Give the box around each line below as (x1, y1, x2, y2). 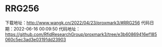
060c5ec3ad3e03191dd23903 (5, 36, 66, 42)
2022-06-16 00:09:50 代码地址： (13, 25, 81, 32)
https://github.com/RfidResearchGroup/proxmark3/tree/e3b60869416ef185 (5, 31, 158, 37)
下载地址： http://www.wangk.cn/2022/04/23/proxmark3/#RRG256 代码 (5, 20, 150, 25)
